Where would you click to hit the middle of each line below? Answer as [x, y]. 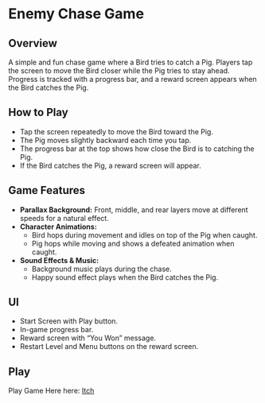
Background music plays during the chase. [102, 269]
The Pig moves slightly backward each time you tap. [105, 140]
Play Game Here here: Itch [51, 391]
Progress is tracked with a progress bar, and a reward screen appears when [132, 79]
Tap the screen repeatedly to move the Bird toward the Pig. [116, 131]
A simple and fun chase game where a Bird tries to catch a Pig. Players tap [131, 62]
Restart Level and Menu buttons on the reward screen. [109, 347]
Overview [33, 43]
